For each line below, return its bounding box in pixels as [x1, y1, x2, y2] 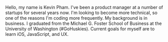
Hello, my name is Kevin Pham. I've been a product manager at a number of [5, 5, 163, 10]
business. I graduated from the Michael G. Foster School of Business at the [5, 20, 162, 26]
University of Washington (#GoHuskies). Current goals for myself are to [5, 26, 155, 32]
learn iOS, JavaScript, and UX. [5, 31, 69, 37]
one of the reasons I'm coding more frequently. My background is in [5, 15, 148, 21]
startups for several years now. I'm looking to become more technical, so [5, 10, 158, 16]
